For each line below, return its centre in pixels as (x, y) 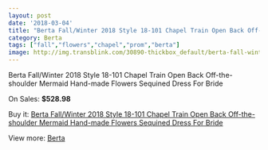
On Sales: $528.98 (39, 99)
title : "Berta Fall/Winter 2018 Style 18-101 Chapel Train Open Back (126, 30)
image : (19, 52)
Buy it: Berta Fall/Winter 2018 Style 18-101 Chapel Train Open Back (117, 114)
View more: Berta (37, 138)
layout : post (30, 15)
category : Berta (35, 38)
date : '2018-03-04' (41, 23)
